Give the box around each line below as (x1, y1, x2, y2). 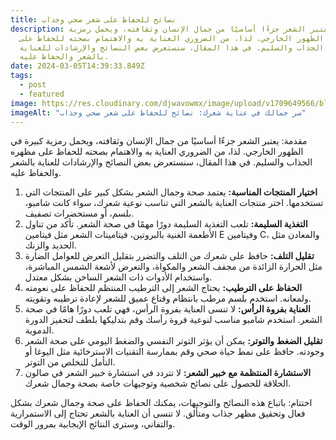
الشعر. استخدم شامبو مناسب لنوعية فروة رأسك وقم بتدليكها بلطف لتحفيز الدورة (24, 314, 323, 326)
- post (19, 80, 47, 90)
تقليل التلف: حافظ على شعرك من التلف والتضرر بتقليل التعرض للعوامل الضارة (24, 250, 315, 262)
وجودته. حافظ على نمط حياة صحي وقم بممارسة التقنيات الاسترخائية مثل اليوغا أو (24, 346, 325, 358)
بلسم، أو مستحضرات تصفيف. (24, 207, 135, 220)
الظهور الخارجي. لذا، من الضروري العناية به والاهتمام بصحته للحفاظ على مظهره (10, 146, 304, 158)
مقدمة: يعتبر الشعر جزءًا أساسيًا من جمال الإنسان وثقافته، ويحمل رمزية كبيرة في (10, 135, 308, 147)
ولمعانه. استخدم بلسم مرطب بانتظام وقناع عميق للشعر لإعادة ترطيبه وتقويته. (24, 292, 312, 305)
